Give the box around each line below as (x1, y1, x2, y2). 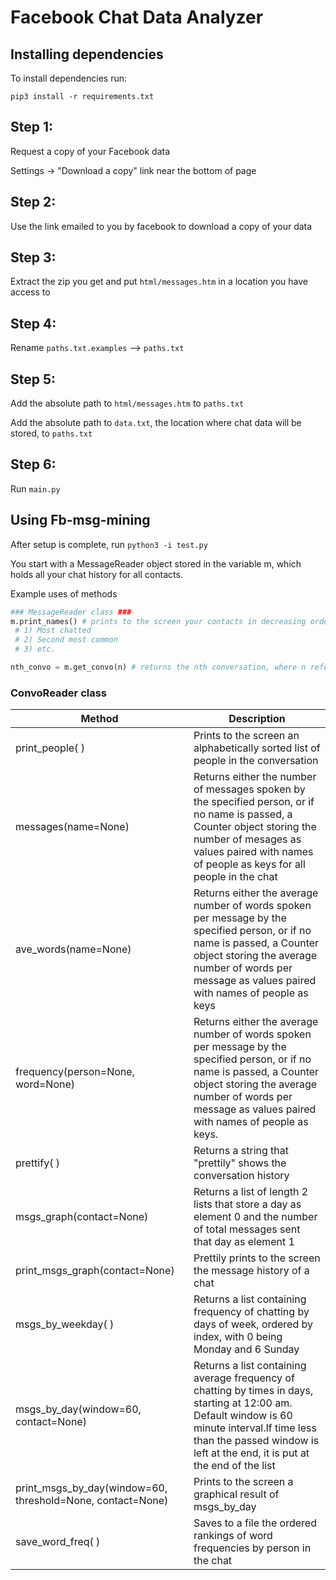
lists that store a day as (193, 1197, 302, 1211)
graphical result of (193, 1487, 280, 1501)
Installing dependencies (10, 46, 164, 63)
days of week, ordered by (193, 1317, 314, 1331)
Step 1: (10, 119, 54, 136)
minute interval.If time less (193, 1421, 317, 1435)
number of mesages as (193, 832, 302, 846)
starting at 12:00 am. (193, 1396, 293, 1410)
